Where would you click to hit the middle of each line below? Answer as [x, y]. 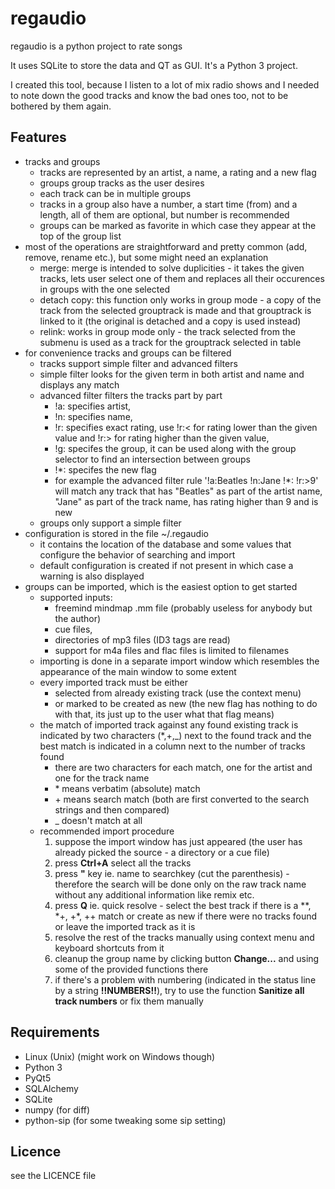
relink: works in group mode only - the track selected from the [167, 331]
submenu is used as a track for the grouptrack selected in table [170, 342]
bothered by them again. [61, 106]
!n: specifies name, [93, 416]
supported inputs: [76, 597]
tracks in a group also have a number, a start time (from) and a [168, 204]
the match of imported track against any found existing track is [169, 724]
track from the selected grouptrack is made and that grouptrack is [175, 310]
